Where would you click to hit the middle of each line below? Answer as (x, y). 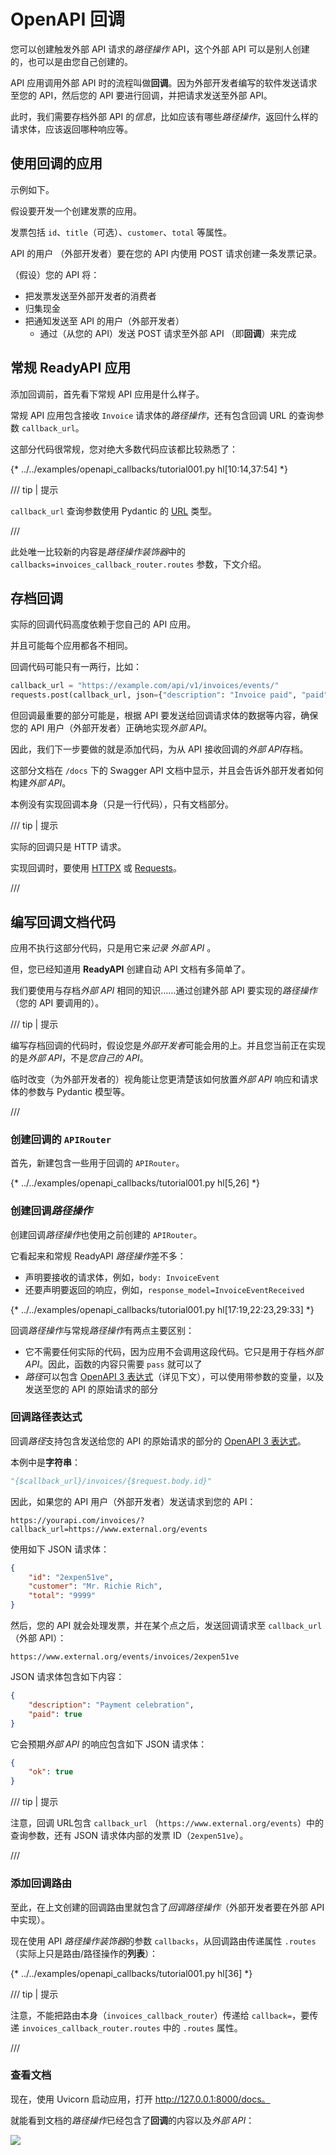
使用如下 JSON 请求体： (60, 1549)
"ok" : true (51, 1772)
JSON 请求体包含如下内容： (67, 1677)
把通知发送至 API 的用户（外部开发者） (104, 321)
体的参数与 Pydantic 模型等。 (70, 1091)
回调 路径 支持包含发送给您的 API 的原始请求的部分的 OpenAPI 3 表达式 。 (158, 1441)
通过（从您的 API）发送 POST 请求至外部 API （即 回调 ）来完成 (168, 333)
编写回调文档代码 (63, 921)
